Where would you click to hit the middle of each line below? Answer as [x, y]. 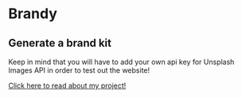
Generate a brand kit [60, 43]
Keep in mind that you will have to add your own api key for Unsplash [121, 62]
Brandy [33, 14]
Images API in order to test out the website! [79, 70]
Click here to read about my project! [67, 85]
